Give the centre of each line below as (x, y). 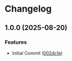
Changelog (28, 9)
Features (16, 42)
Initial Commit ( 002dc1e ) (37, 53)
